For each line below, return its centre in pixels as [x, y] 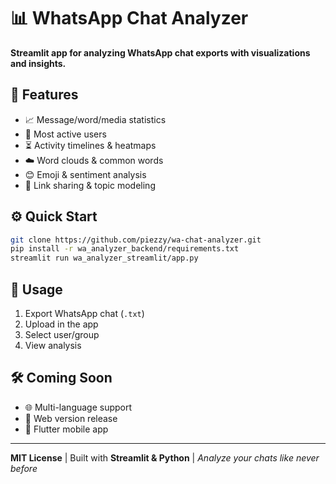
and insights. [38, 63]
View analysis [53, 345]
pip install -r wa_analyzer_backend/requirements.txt [125, 249]
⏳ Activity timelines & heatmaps [90, 145]
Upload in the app [61, 324]
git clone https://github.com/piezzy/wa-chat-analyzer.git [136, 240]
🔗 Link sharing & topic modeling [90, 185]
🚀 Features [44, 95]
